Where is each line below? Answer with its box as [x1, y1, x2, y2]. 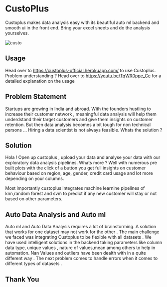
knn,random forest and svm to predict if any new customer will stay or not [5, 190, 157, 197]
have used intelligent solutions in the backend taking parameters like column [5, 240, 163, 246]
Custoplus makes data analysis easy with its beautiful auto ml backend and [5, 19, 160, 25]
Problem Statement [5, 93, 67, 101]
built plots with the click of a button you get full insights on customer [5, 165, 146, 171]
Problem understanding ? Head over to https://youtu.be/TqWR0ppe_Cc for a [5, 73, 162, 79]
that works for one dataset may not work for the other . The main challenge [5, 229, 160, 235]
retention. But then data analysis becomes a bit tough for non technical [5, 122, 151, 128]
